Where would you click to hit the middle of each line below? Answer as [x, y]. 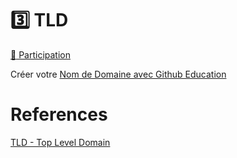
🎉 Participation [40, 54]
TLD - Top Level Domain [60, 142]
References [59, 114]
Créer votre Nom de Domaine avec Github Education [118, 74]
